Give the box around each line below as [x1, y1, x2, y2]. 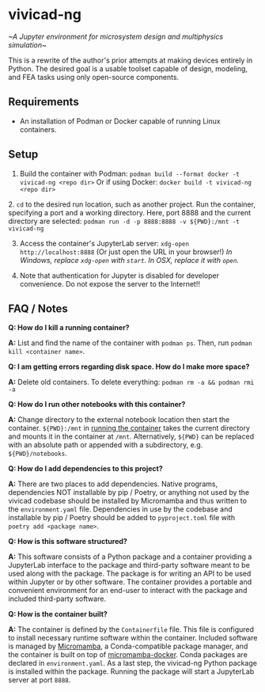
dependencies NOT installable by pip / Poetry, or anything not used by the [8, 488, 250, 497]
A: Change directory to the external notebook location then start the [8, 415, 230, 424]
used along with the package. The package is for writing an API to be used [8, 568, 252, 579]
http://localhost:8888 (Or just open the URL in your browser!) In [19, 247, 233, 257]
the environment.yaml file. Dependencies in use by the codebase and [8, 504, 233, 514]
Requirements [8, 95, 79, 108]
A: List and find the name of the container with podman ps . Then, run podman [8, 338, 252, 348]
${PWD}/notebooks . [8, 449, 67, 458]
